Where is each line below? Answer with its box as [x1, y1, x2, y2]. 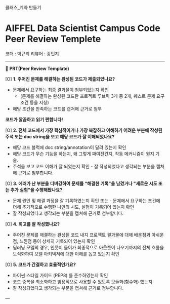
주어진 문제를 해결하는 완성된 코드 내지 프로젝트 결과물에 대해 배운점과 [12, 232, 151, 238]
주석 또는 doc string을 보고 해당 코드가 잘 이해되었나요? [5, 133, 115, 139]
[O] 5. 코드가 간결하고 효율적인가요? [5, 261, 76, 268]
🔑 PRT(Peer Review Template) [5, 65, 69, 71]
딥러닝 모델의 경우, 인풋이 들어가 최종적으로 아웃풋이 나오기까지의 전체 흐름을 [12, 244, 164, 250]
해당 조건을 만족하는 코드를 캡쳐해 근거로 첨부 [12, 105, 102, 111]
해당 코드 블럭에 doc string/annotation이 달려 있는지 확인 [12, 144, 126, 150]
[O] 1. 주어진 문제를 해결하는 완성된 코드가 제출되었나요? [5, 75, 115, 82]
